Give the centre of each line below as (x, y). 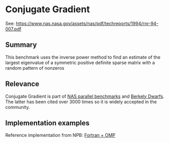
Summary (21, 45)
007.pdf (13, 28)
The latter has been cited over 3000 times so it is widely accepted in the (81, 102)
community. (18, 107)
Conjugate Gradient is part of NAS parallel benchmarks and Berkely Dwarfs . (85, 96)
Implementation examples (48, 123)
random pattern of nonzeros (35, 68)
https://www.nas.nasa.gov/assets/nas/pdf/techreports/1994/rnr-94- (87, 23)
